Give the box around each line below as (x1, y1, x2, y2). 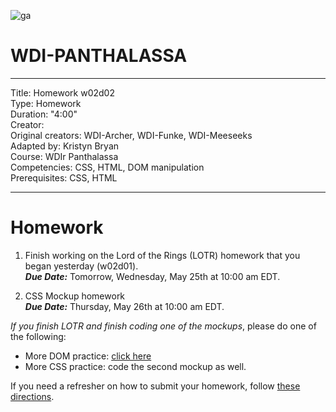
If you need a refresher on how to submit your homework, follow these (10, 380, 301, 392)
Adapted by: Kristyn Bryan (10, 140, 120, 152)
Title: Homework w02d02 (10, 86, 115, 99)
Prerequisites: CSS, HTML (10, 171, 118, 184)
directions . (10, 390, 55, 402)
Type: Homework (10, 97, 82, 109)
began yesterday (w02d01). (24, 260, 139, 272)
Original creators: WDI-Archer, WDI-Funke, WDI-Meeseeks (10, 129, 253, 141)
